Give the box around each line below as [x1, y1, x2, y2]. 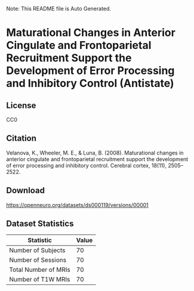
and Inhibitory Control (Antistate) [6, 77, 174, 90]
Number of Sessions [9, 256, 67, 264]
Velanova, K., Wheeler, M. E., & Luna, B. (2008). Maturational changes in [6, 149, 184, 156]
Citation [6, 134, 37, 144]
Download [6, 185, 45, 196]
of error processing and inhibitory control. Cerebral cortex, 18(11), [6, 162, 167, 169]
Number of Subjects [9, 246, 66, 255]
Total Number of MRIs [9, 265, 70, 274]
